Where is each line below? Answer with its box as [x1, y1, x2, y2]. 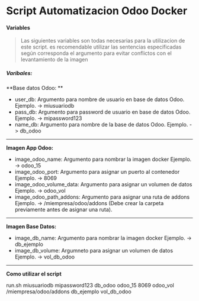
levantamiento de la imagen [20, 56, 88, 63]
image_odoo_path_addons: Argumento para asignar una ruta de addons [14, 193, 190, 200]
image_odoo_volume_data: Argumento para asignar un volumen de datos [14, 181, 192, 188]
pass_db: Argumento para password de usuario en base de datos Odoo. [14, 108, 191, 116]
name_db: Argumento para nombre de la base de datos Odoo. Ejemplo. [14, 121, 188, 128]
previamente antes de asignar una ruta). [14, 206, 113, 213]
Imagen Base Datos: [6, 223, 57, 230]
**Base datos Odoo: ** [6, 85, 63, 92]
